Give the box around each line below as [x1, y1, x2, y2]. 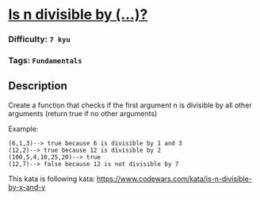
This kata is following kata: [8, 174, 95, 183]
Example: [8, 124, 39, 134]
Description [8, 79, 67, 92]
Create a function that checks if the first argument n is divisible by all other [8, 100, 252, 110]
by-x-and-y [8, 182, 46, 191]
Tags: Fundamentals [8, 55, 82, 66]
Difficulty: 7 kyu [8, 34, 71, 45]
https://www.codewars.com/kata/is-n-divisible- [96, 174, 252, 183]
